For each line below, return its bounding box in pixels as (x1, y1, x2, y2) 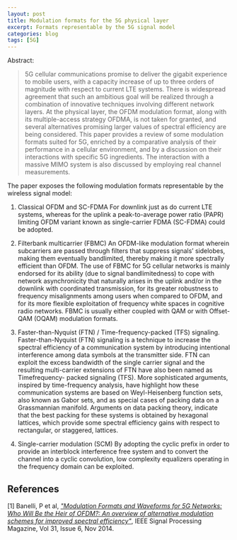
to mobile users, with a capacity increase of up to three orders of (24, 77, 214, 86)
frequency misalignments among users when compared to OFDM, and (17, 292, 223, 300)
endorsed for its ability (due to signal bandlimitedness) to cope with (17, 269, 214, 278)
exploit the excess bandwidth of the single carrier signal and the (17, 359, 205, 367)
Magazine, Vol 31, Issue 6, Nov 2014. (7, 524, 115, 532)
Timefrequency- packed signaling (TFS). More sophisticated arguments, (17, 373, 229, 382)
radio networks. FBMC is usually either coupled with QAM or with (17, 307, 208, 315)
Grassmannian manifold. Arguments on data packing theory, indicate (17, 403, 218, 412)
